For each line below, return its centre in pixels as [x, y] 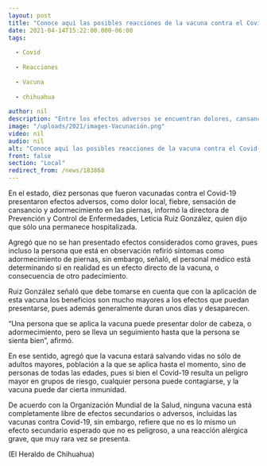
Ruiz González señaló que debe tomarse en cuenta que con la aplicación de [132, 291]
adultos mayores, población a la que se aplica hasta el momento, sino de [127, 364]
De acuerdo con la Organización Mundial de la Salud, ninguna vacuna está [130, 405]
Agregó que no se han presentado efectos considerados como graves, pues [133, 242]
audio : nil [26, 141]
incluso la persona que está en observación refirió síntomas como [116, 250]
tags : [17, 38]
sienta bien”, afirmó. [41, 341]
